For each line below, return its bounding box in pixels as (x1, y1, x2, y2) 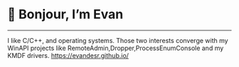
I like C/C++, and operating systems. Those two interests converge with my (7, 36, 229, 44)
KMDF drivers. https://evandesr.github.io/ (7, 51, 129, 59)
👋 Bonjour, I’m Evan (7, 6, 124, 23)
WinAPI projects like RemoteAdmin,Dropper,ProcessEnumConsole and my (7, 44, 224, 52)
